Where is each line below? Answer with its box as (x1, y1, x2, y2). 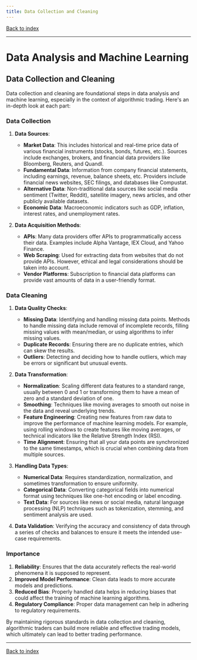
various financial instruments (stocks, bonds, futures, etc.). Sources (23, 147, 188, 154)
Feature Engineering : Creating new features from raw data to (23, 413, 172, 420)
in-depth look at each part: (6, 102, 71, 109)
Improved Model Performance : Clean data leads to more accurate (14, 575, 176, 582)
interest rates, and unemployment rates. (23, 210, 120, 217)
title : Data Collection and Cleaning (6, 8, 98, 15)
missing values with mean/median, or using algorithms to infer (23, 328, 174, 335)
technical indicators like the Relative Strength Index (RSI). (23, 432, 162, 439)
